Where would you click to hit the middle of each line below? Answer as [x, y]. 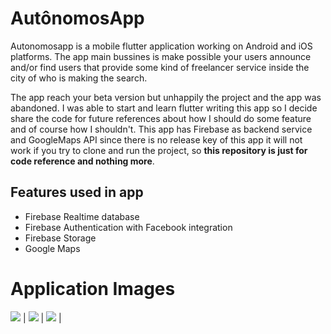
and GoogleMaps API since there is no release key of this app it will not [156, 139]
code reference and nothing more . [82, 161]
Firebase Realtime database [82, 216]
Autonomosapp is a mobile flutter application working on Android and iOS [161, 46]
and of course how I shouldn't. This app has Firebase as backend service [161, 129]
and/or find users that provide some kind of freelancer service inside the [160, 67]
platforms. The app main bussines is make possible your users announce [161, 56]
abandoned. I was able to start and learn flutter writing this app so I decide [164, 108]
